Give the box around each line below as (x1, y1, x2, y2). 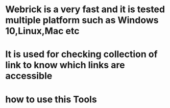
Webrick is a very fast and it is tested (5, 4, 165, 15)
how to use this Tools (5, 93, 97, 105)
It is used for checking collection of (5, 48, 158, 60)
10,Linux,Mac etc (5, 25, 80, 37)
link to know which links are (5, 60, 125, 71)
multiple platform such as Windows (5, 14, 159, 26)
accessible (5, 70, 53, 82)
